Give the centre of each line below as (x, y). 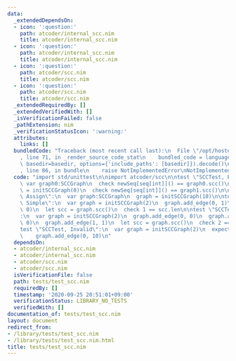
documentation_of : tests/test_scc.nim (64, 314)
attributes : (31, 138)
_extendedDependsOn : (44, 20)
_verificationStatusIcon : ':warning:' (71, 131)
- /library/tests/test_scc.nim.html (61, 340)
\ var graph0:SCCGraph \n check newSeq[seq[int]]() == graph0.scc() (122, 183)
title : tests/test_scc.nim (47, 347)
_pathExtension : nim (44, 125)
